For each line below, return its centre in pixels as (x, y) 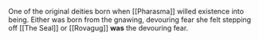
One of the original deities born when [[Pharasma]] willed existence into (126, 11)
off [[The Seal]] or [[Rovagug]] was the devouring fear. (98, 28)
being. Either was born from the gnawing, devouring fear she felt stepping (130, 20)
